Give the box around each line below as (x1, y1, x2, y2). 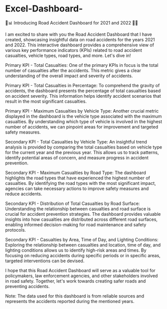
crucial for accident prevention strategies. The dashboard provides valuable (5, 211, 161, 217)
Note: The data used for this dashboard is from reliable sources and (5, 293, 145, 299)
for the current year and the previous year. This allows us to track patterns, (5, 149, 159, 155)
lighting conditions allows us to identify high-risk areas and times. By (5, 247, 147, 253)
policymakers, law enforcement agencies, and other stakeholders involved (5, 273, 158, 279)
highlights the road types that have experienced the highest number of (5, 175, 151, 181)
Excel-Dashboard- (5, 3, 83, 14)
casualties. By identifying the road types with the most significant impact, (5, 180, 156, 186)
